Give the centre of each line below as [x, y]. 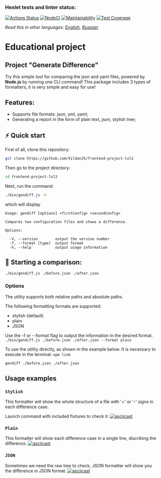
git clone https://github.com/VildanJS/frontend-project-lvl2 [69, 158]
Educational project [45, 47]
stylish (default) [28, 316]
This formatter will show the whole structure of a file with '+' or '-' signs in [79, 402]
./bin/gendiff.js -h [26, 195]
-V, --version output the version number [60, 239]
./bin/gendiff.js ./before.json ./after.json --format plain [68, 340]
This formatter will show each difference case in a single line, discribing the [81, 438]
